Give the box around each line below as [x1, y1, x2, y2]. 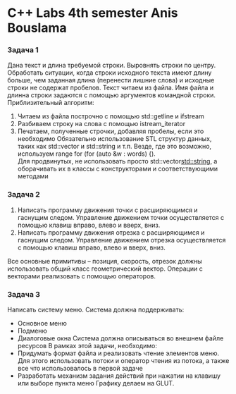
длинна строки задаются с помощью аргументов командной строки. [7, 91, 216, 99]
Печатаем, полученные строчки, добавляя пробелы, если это [17, 127, 204, 135]
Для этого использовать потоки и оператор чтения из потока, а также [17, 357, 230, 365]
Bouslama [7, 20, 67, 36]
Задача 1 [7, 45, 39, 55]
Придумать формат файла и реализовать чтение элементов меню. [17, 349, 220, 357]
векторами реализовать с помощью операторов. [7, 271, 156, 280]
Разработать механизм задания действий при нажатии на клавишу [17, 371, 221, 380]
